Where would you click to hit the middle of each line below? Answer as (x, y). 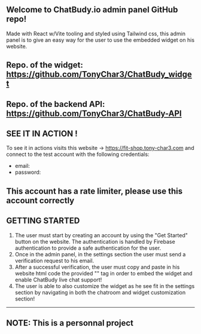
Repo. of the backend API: (56, 104)
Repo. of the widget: (45, 65)
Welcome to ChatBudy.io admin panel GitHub (92, 10)
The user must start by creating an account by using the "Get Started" (101, 235)
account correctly (40, 200)
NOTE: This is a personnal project (70, 323)
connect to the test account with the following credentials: (78, 154)
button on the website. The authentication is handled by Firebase (95, 241)
